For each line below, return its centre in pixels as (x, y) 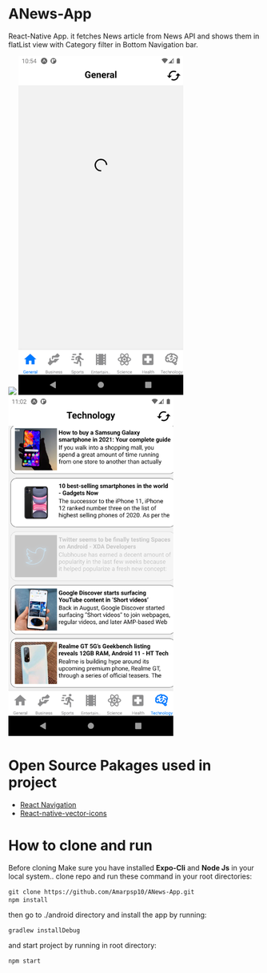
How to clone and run (81, 846)
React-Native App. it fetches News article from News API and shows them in (134, 36)
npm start (25, 961)
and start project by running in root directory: (83, 945)
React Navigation (48, 804)
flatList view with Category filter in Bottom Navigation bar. (103, 44)
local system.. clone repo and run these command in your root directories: (130, 876)
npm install (28, 900)
